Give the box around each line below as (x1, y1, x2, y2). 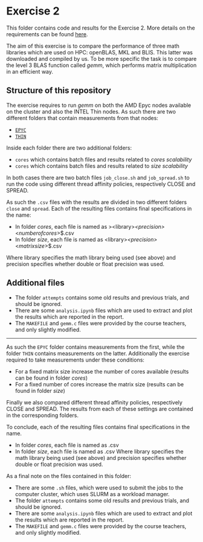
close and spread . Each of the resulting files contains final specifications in (6, 205, 192, 212)
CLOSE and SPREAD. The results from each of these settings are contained (6, 405, 193, 412)
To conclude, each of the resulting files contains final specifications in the (6, 423, 190, 430)
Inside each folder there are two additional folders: (6, 144, 132, 151)
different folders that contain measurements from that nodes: (6, 114, 159, 121)
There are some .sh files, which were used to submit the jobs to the (14, 484, 184, 491)
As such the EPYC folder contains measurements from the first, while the (6, 343, 185, 351)
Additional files (6, 278, 65, 288)
